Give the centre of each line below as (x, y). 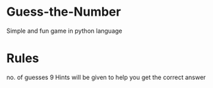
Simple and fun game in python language (64, 31)
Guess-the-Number (64, 12)
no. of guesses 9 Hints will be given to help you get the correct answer (106, 77)
